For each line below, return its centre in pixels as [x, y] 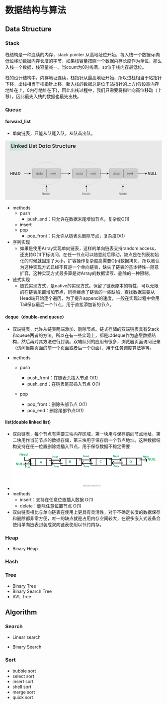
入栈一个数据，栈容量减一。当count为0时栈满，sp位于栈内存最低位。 [76, 67]
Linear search [26, 637]
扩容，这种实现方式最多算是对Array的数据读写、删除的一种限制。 [86, 273]
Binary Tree [24, 586]
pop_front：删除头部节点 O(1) [57, 404]
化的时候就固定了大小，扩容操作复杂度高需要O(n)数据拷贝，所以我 [87, 261]
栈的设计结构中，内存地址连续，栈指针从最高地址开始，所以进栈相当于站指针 [83, 77]
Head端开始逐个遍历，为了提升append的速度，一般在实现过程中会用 [90, 298]
